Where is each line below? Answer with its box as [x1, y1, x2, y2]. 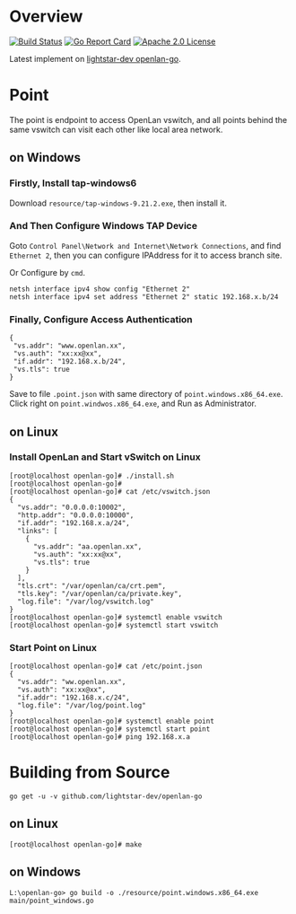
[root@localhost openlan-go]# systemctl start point [9, 725, 211, 734]
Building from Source [9, 762, 170, 783]
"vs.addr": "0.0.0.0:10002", [17, 503, 126, 512]
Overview [9, 6, 83, 27]
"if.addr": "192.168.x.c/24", [17, 693, 130, 702]
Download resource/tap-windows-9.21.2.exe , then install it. [9, 198, 227, 208]
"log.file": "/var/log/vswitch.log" [17, 597, 154, 606]
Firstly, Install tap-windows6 [9, 177, 137, 189]
